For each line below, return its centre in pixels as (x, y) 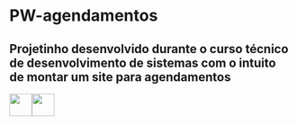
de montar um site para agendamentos (120, 77)
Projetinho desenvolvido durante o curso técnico (149, 49)
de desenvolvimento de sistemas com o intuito (143, 62)
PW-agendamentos (84, 16)
